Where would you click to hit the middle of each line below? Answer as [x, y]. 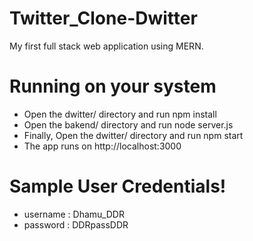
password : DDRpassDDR [76, 224]
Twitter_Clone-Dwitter [103, 18]
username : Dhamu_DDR [74, 214]
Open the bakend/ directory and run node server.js [128, 124]
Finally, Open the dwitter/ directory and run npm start [133, 135]
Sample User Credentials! [118, 186]
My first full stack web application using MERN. [106, 46]
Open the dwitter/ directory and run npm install [120, 114]
